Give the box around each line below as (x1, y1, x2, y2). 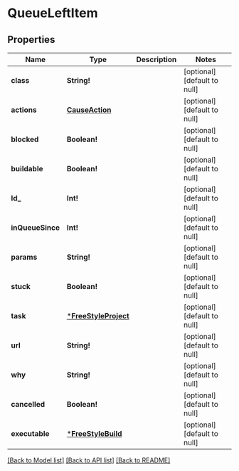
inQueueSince (11, 223, 60, 233)
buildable (11, 164, 44, 173)
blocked (11, 134, 39, 144)
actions (11, 105, 37, 115)
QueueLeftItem (7, 5, 98, 21)
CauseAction (66, 105, 112, 115)
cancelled (11, 400, 46, 409)
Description (136, 55, 177, 64)
